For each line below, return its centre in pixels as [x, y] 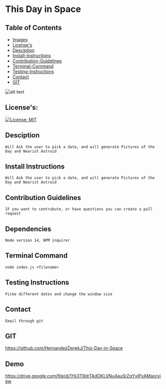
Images [20, 39]
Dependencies [28, 229]
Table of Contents [34, 28]
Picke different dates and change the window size [59, 294]
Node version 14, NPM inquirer [38, 240]
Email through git [24, 321]
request [13, 213]
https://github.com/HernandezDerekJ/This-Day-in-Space [64, 348]
